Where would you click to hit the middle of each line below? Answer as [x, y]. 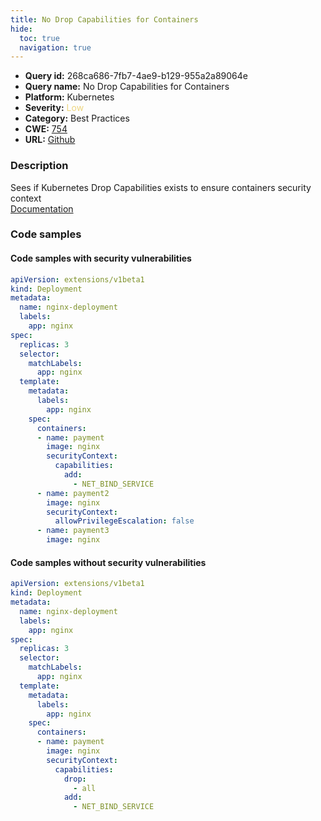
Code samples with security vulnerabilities [101, 258]
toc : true [39, 38]
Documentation [42, 208]
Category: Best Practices [77, 118]
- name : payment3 [73, 531]
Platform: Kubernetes [69, 97]
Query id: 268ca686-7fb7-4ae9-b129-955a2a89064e [136, 76]
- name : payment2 [73, 493]
